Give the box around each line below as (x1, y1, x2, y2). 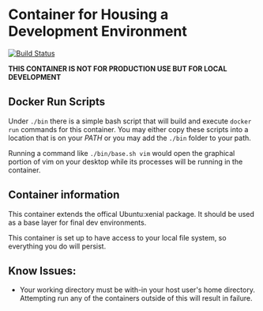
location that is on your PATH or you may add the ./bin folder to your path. (8, 133, 251, 142)
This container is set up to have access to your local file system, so (8, 233, 227, 242)
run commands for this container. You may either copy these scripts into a (8, 124, 249, 134)
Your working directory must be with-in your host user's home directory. (19, 285, 255, 294)
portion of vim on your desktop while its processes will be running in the (8, 157, 243, 166)
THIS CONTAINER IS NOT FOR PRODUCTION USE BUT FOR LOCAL (8, 63, 227, 73)
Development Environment (8, 22, 187, 40)
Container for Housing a (8, 6, 169, 24)
